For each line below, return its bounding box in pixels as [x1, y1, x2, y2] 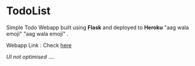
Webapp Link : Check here [6, 42, 72, 49]
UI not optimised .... [6, 53, 55, 60]
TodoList [6, 4, 51, 18]
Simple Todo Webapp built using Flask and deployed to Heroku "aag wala [6, 24, 189, 31]
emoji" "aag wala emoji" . [6, 30, 69, 37]
